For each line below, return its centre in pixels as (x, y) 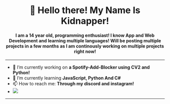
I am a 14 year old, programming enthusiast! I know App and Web (85, 35)
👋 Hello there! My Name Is (85, 10)
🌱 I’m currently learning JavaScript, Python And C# (67, 78)
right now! (85, 51)
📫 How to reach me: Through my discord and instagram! (73, 84)
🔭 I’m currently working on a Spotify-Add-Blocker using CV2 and (81, 67)
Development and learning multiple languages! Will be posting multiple (85, 40)
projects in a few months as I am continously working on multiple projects (85, 46)
